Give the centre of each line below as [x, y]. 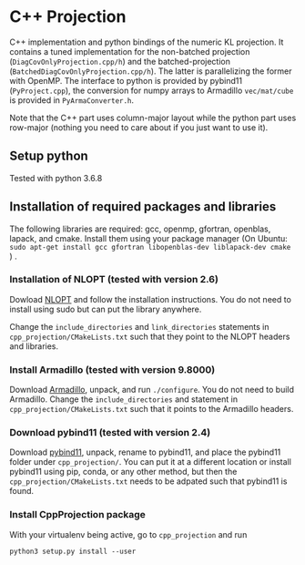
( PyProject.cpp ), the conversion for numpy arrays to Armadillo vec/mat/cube [152, 90]
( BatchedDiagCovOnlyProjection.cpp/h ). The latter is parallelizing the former [151, 71]
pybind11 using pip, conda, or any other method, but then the [123, 472]
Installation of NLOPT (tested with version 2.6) [114, 280]
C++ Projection [68, 17]
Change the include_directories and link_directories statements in [140, 326]
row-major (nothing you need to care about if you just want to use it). [139, 127]
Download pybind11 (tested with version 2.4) [110, 433]
